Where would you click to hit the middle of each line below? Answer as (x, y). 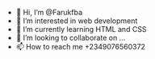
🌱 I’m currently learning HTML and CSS (81, 29)
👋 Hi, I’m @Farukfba (49, 12)
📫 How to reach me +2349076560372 (80, 47)
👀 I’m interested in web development (77, 21)
